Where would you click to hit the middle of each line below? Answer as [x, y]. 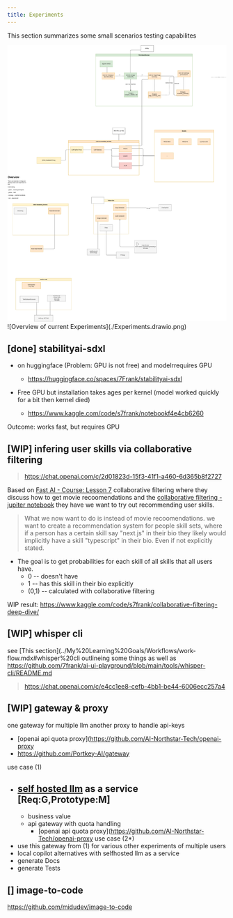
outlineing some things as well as [129, 658]
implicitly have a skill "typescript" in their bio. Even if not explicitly [119, 541]
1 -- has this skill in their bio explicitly [80, 584]
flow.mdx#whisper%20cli [43, 658]
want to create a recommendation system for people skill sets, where [123, 526]
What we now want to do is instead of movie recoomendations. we [120, 519]
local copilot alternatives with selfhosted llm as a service [98, 853]
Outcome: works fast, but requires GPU [64, 427]
